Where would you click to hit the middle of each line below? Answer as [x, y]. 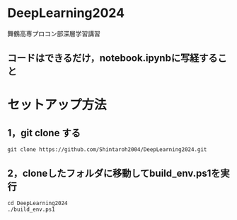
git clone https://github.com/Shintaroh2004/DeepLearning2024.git [107, 150]
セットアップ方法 [57, 105]
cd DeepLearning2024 [38, 204]
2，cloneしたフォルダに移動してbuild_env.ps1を [114, 173]
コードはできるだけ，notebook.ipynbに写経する [112, 58]
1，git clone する [44, 133]
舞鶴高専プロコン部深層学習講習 [54, 33]
